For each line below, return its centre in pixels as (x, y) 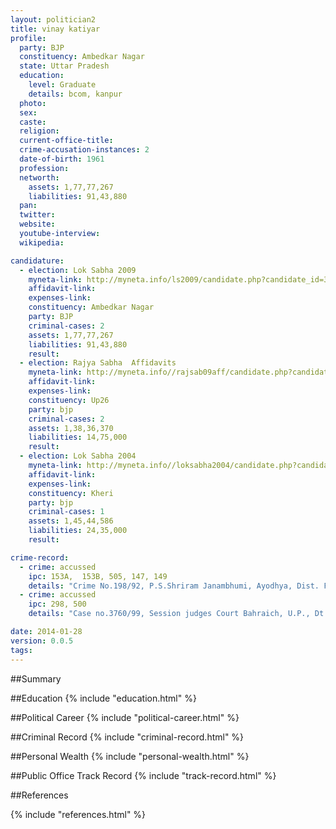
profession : (44, 168)
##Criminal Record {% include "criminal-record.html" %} (127, 737)
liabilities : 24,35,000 (78, 531)
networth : (39, 177)
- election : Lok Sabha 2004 (78, 456)
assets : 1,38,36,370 (71, 428)
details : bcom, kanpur (75, 94)
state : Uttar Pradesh (64, 66)
